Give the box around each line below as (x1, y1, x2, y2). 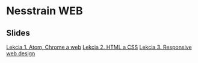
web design (6, 50, 36, 57)
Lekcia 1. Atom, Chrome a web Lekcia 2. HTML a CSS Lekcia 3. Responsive (6, 43, 192, 51)
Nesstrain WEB (6, 4, 83, 18)
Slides (6, 28, 30, 38)
